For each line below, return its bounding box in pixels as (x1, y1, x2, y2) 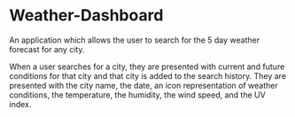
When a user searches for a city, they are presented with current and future (9, 61, 285, 72)
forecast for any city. (9, 43, 85, 54)
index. (9, 98, 32, 109)
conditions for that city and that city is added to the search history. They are (9, 70, 286, 81)
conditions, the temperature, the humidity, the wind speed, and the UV (9, 90, 266, 100)
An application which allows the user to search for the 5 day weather (9, 35, 260, 45)
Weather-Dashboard (9, 5, 164, 26)
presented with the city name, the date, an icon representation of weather (9, 80, 278, 90)
